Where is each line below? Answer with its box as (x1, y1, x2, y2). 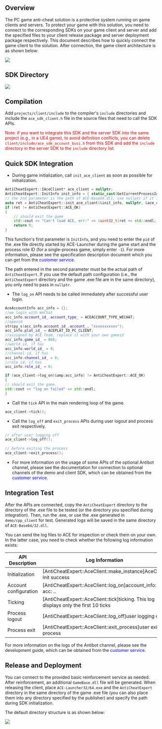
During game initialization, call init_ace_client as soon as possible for (12, 172, 153, 178)
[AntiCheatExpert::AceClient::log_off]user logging (42, 613, 155, 619)
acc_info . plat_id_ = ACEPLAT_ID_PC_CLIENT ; (5, 328, 94, 333)
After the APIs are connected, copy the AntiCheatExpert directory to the (5, 502, 148, 507)
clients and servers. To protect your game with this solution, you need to (5, 22, 149, 28)
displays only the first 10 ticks (42, 601, 111, 608)
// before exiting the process (5, 446, 68, 451)
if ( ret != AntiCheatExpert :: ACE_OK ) (5, 205, 81, 210)
